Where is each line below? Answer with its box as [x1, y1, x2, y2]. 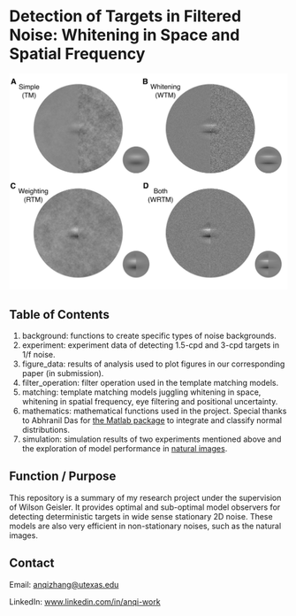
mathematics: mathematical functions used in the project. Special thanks [21, 405, 287, 417]
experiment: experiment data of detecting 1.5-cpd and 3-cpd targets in [21, 340, 280, 350]
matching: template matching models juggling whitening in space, [21, 387, 262, 397]
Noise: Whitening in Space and [9, 25, 240, 45]
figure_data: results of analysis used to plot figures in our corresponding [21, 358, 285, 369]
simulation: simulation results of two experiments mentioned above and [21, 434, 282, 444]
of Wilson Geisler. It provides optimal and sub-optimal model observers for [9, 502, 281, 512]
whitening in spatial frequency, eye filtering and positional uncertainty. [21, 397, 278, 407]
